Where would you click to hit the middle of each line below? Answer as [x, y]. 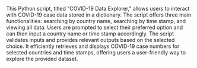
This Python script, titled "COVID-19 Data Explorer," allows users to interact [98, 9]
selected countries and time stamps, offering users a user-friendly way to [96, 52]
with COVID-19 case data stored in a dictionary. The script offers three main [99, 15]
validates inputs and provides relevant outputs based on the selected [90, 40]
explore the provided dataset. [42, 59]
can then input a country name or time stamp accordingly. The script [90, 34]
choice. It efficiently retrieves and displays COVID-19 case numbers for [93, 46]
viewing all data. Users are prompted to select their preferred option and [94, 27]
